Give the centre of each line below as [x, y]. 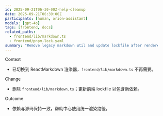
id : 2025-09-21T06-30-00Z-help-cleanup [45, 9]
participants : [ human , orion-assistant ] [47, 18]
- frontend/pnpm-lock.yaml [37, 41]
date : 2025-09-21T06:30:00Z [33, 14]
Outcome [14, 98]
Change [13, 79]
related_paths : [20, 32]
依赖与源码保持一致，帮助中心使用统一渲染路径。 [61, 108]
